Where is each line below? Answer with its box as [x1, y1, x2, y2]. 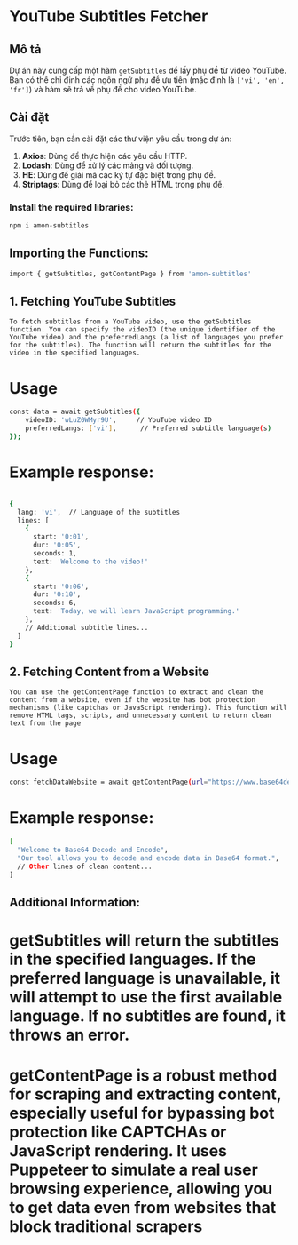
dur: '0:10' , [32, 590, 82, 599]
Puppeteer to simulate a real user [9, 1160, 259, 1180]
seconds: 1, [32, 549, 77, 558]
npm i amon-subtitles [9, 221, 90, 230]
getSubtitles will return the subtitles [9, 930, 279, 951]
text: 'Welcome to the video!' [32, 557, 149, 566]
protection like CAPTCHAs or [9, 1122, 227, 1143]
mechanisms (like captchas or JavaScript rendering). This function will [9, 704, 288, 713]
